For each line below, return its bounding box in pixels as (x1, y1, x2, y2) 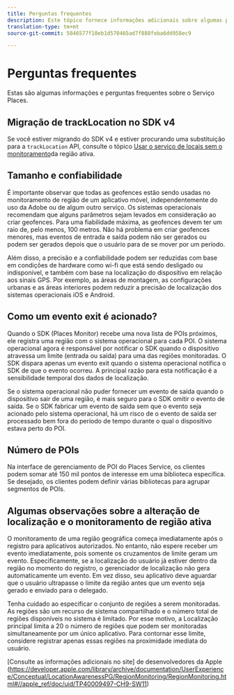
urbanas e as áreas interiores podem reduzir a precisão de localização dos (7, 283, 221, 291)
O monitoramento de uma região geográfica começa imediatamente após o (7, 534, 223, 543)
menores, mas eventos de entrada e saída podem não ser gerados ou (7, 233, 207, 241)
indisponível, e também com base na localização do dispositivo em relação (7, 268, 222, 276)
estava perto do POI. (7, 424, 66, 432)
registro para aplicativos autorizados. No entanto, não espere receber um (7, 542, 218, 550)
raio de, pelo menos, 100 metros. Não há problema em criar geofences (7, 225, 210, 233)
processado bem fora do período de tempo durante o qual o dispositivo (7, 416, 212, 425)
